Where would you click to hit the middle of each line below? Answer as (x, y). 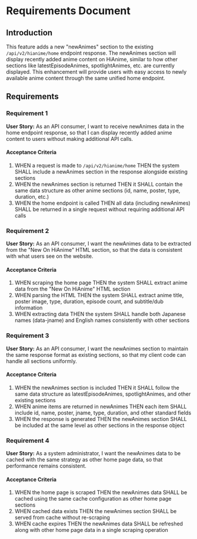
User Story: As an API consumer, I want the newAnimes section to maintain (97, 349)
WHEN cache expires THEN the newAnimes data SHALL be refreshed (99, 524)
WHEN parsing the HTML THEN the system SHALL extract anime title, (99, 295)
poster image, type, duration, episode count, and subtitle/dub (89, 301)
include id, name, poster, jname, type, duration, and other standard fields (103, 413)
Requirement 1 (27, 113)
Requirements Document (69, 11)
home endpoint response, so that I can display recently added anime (89, 132)
